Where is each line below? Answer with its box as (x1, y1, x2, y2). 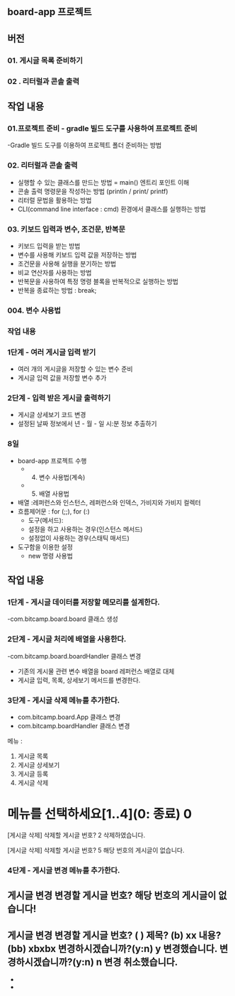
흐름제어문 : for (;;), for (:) (17, 507, 90, 516)
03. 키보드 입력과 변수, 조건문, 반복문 (7, 224, 126, 234)
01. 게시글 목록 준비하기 (7, 55, 84, 65)
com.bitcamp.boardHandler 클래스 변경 (17, 721, 130, 730)
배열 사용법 (38, 489, 69, 498)
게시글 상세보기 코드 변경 (17, 411, 86, 419)
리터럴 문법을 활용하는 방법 (17, 195, 92, 204)
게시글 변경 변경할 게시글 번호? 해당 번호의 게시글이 (7, 889, 217, 902)
